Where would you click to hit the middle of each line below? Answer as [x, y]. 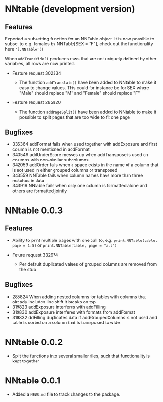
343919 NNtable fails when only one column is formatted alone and [80, 185]
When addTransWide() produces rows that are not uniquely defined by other [81, 59]
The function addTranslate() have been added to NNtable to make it [88, 82]
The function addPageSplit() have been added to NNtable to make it [88, 112]
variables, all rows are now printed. [40, 64]
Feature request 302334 [37, 73]
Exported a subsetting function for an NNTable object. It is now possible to [80, 39]
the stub [28, 269]
